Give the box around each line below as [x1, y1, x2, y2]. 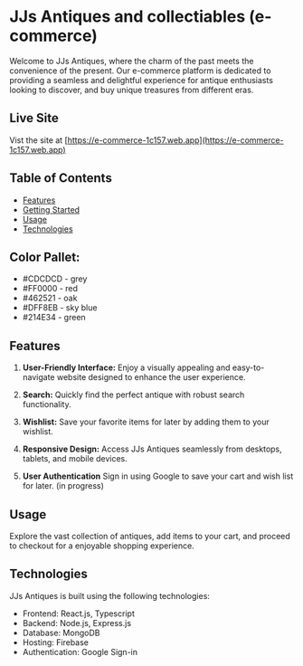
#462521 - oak [22, 292, 78, 304]
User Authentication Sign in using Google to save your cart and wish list [22, 471, 294, 481]
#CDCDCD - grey [22, 273, 88, 284]
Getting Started [22, 204, 80, 214]
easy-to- [232, 362, 265, 373]
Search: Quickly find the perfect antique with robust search [22, 389, 245, 400]
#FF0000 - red [22, 283, 79, 294]
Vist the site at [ [9, 134, 68, 146]
